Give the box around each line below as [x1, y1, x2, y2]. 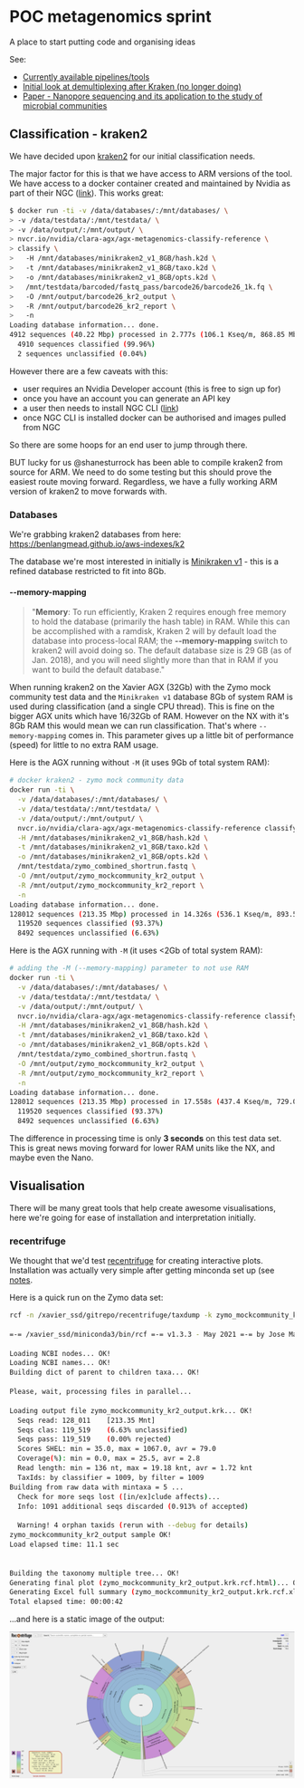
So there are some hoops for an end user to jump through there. [9, 439, 248, 450]
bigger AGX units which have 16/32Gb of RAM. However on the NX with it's [9, 711, 290, 722]
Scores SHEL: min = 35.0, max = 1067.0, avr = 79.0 [17, 1445, 217, 1454]
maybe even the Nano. [9, 1152, 94, 1163]
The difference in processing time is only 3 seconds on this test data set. [9, 1133, 282, 1143]
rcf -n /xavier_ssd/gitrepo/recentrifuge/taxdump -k [9, 1311, 213, 1320]
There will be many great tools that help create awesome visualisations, [9, 1202, 276, 1213]
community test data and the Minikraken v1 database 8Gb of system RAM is [9, 691, 294, 703]
